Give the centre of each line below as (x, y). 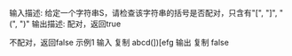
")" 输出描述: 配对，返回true (70, 24)
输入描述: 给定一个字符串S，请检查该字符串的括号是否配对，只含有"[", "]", (143, 13)
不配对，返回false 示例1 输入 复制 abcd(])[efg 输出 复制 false (119, 42)
